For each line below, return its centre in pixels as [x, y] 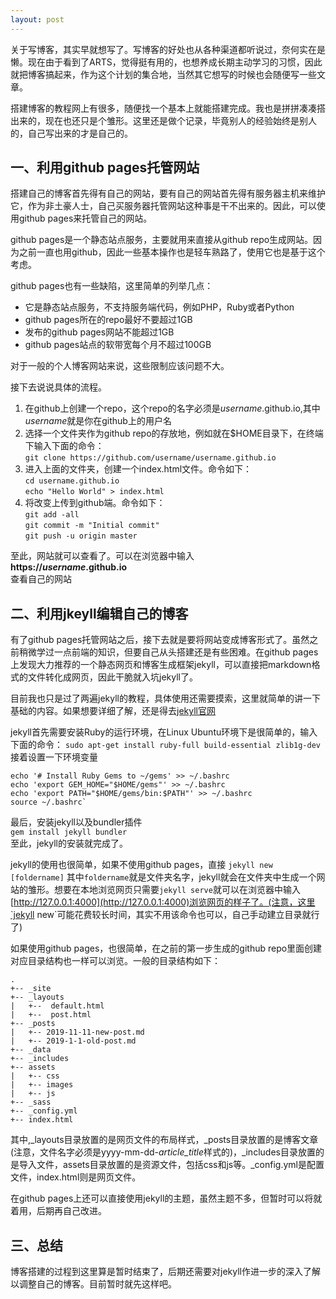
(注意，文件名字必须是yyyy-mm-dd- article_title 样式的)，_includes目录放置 [163, 1152]
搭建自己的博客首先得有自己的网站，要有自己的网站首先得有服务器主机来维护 [168, 193]
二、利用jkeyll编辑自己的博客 [99, 613]
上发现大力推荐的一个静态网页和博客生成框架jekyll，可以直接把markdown [161, 665]
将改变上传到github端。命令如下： [95, 503]
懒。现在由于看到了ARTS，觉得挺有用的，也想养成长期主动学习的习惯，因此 [166, 62]
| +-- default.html [57, 1006]
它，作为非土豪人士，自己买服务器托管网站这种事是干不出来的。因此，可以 [163, 206]
